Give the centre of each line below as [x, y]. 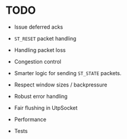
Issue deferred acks [39, 27]
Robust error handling [41, 96]
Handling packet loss [40, 50]
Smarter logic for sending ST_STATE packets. [68, 73]
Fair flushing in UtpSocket [46, 107]
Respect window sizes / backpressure [61, 85]
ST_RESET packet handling [45, 38]
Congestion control [38, 61]
